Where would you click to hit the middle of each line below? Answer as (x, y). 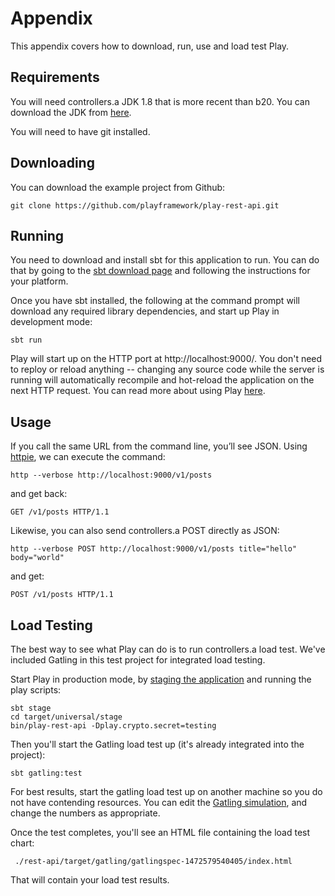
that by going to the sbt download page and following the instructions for (160, 271)
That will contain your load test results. (90, 880)
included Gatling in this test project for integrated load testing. (138, 660)
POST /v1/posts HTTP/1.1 (62, 595)
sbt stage (31, 708)
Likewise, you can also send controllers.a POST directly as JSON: (145, 531)
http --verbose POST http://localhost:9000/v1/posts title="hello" (154, 549)
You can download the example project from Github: (118, 187)
